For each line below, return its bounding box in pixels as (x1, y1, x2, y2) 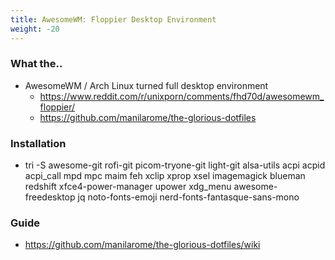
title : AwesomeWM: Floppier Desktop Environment (10, 14, 217, 25)
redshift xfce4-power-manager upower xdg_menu (24, 181, 232, 193)
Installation (10, 136, 67, 150)
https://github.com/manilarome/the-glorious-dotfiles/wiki (24, 239, 261, 251)
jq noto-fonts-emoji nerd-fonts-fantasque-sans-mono (77, 191, 300, 203)
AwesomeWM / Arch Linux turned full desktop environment (24, 79, 269, 91)
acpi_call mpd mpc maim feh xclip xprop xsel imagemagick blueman (24, 170, 306, 182)
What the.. (10, 57, 63, 71)
